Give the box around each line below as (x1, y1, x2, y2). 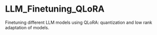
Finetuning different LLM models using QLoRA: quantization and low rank (5, 19, 153, 25)
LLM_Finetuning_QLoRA (5, 3, 105, 15)
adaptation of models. (5, 24, 49, 30)
